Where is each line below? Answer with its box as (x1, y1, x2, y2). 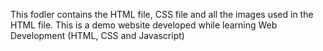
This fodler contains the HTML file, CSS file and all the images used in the (10, 9, 314, 20)
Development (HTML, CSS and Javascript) (10, 30, 185, 41)
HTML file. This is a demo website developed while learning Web (10, 19, 278, 31)
